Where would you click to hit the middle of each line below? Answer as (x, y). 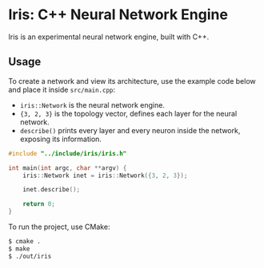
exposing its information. (61, 139)
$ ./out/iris (30, 256)
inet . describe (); (52, 190)
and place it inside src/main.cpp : (62, 89)
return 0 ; (39, 204)
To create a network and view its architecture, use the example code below (132, 81)
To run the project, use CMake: (59, 227)
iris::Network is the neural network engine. (92, 104)
